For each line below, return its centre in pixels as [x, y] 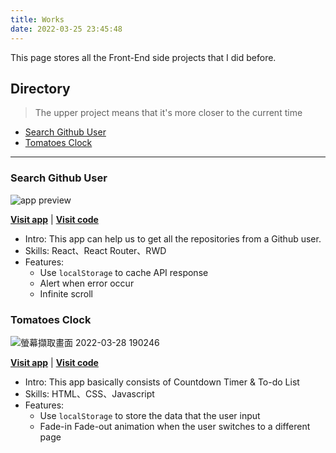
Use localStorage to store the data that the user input [150, 415]
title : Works [37, 19]
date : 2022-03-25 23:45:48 [66, 29]
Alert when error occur [87, 283]
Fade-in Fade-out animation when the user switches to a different [175, 426]
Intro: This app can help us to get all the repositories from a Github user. [173, 238]
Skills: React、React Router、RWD [95, 250]
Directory [40, 88]
